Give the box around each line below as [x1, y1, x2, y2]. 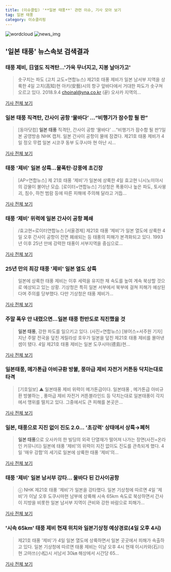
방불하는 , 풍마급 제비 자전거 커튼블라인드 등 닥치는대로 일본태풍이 [23, 392, 155, 398]
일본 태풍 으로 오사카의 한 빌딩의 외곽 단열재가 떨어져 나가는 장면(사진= [17, 436, 158, 443]
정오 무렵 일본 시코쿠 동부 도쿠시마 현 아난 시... [23, 139, 116, 146]
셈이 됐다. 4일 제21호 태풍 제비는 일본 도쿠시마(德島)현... [17, 341, 131, 347]
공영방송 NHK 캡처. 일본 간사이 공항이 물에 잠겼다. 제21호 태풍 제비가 [23, 133, 160, 139]
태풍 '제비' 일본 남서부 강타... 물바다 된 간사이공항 [5, 474, 119, 481]
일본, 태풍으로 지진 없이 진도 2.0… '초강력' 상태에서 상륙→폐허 [5, 423, 150, 431]
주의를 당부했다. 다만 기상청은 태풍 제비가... [27, 290, 114, 297]
